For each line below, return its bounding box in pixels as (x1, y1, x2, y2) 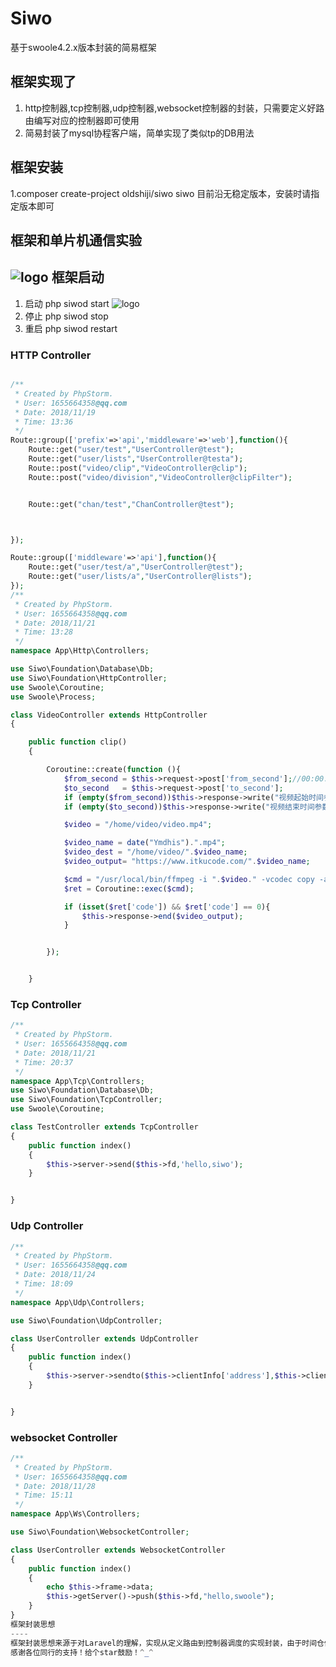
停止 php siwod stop (24, 310, 109, 322)
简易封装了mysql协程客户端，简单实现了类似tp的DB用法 (24, 127, 255, 139)
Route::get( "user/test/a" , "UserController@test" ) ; (28, 562, 244, 572)
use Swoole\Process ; (10, 692, 97, 702)
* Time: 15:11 (14, 1490, 74, 1501)
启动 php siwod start (24, 297, 110, 309)
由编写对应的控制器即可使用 (24, 114, 140, 126)
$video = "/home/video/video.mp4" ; (63, 820, 213, 830)
